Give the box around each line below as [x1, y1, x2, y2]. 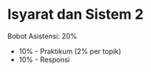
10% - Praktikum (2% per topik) [18, 46, 122, 56]
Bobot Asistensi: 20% [7, 31, 78, 41]
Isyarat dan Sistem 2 [7, 5, 144, 23]
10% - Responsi [18, 55, 70, 64]
